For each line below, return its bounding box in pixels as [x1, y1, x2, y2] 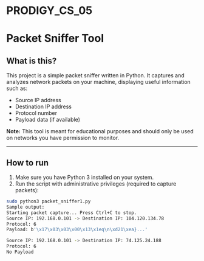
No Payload [6, 249, 34, 255]
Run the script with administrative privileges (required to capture [15, 180, 177, 187]
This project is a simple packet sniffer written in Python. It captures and [6, 72, 185, 79]
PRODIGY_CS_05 [6, 4, 93, 18]
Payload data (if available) [15, 116, 81, 124]
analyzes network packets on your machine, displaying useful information [6, 78, 191, 86]
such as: [6, 85, 28, 92]
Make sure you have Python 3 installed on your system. [15, 174, 154, 181]
